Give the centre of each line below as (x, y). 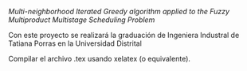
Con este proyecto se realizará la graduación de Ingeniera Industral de (124, 35)
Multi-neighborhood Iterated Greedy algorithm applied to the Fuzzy (119, 11)
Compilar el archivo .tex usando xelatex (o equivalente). (100, 59)
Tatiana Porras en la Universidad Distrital (75, 43)
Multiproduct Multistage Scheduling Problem (82, 20)
